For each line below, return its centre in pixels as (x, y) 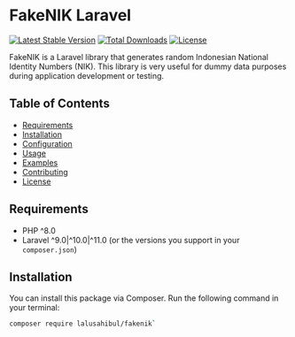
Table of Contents (60, 104)
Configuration (47, 143)
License (36, 181)
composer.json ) (49, 249)
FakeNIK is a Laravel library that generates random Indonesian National (139, 57)
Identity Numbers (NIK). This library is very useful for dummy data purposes (148, 66)
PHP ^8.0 (39, 230)
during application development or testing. (87, 75)
